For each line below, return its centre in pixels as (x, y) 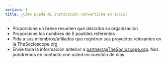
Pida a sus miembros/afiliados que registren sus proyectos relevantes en (87, 39)
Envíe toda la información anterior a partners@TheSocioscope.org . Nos (85, 49)
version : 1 (16, 10)
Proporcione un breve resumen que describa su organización (75, 28)
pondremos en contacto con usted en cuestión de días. (69, 54)
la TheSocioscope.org (35, 44)
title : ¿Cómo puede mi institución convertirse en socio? (66, 14)
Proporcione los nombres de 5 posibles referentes (64, 33)
